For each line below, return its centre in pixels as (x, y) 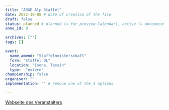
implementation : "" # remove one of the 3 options (59, 84)
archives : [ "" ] (21, 37)
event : (12, 51)
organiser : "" (20, 79)
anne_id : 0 (17, 28)
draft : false (19, 19)
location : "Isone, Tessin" (38, 65)
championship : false (27, 74)
